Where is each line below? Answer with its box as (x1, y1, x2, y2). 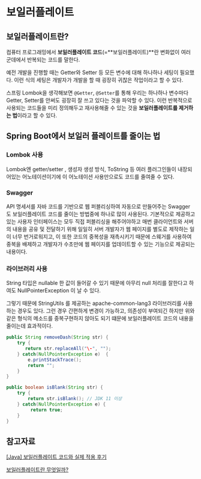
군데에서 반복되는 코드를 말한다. (6, 56, 80, 63)
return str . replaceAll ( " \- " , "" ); (25, 346, 112, 352)
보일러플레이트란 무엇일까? (6, 466, 69, 474)
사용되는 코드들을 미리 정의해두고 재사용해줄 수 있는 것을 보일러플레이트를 (6, 104, 178, 111)
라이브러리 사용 (6, 265, 48, 273)
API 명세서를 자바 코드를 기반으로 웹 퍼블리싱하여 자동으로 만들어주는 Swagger (6, 202, 191, 210)
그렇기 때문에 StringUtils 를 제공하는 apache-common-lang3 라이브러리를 (6, 299, 182, 307)
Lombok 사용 (6, 151, 44, 159)
